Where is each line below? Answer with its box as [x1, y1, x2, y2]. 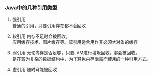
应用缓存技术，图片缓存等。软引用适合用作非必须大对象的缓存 [12, 39, 138, 45]
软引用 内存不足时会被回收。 [12, 33, 70, 39]
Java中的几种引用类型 [5, 4, 58, 11]
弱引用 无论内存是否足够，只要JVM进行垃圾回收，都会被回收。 [12, 50, 140, 56]
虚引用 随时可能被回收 [12, 67, 57, 73]
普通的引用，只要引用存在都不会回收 [12, 23, 86, 29]
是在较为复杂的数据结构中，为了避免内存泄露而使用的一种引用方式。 [12, 56, 151, 62]
